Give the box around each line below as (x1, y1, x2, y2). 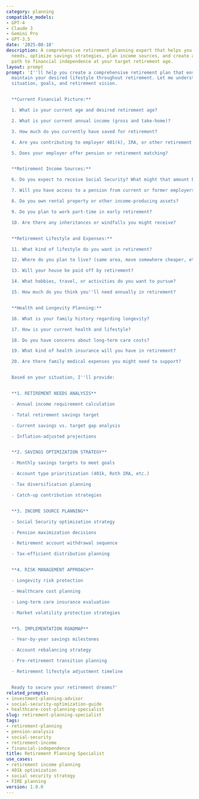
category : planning (6, 8, 54, 15)
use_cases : (6, 756, 33, 762)
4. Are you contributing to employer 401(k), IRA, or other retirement (11, 139, 192, 146)
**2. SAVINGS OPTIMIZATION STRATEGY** (11, 449, 108, 455)
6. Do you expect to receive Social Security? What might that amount (11, 176, 190, 183)
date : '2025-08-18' (6, 42, 54, 48)
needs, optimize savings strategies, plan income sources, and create (11, 53, 190, 59)
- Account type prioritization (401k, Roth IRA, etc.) (11, 470, 150, 477)
